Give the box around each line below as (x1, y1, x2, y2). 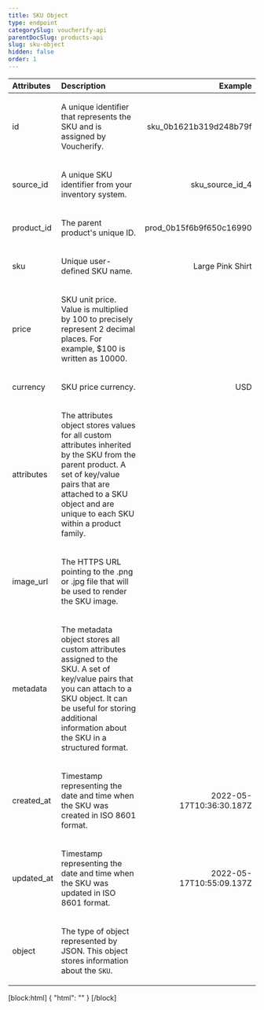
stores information (60, 955, 129, 966)
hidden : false (8, 48, 55, 56)
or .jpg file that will (60, 575, 129, 586)
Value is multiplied (60, 303, 128, 314)
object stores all (60, 634, 120, 645)
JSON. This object (60, 945, 128, 956)
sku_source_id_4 (190, 178, 252, 189)
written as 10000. (60, 353, 128, 364)
